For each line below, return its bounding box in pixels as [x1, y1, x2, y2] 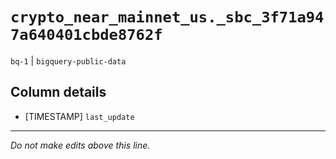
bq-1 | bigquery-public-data [10, 54, 127, 67]
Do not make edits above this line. [10, 139, 151, 151]
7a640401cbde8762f [10, 26, 163, 45]
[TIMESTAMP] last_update [24, 110, 135, 122]
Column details [10, 84, 107, 101]
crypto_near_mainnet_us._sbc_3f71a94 [10, 8, 325, 27]
